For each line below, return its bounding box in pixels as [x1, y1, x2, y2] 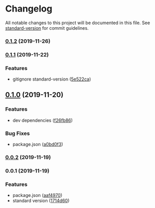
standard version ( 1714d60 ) [12, 197, 70, 204]
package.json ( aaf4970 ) [12, 192, 63, 198]
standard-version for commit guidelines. [5, 25, 89, 31]
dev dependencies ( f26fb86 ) [12, 117, 73, 123]
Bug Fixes [5, 129, 30, 136]
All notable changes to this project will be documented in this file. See [5, 20, 150, 26]
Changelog [5, 3, 53, 15]
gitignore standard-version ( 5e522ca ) [12, 76, 91, 82]
